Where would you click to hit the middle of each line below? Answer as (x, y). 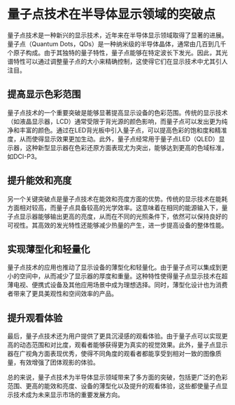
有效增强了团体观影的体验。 (59, 362)
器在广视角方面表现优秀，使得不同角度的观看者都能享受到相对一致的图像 (111, 354)
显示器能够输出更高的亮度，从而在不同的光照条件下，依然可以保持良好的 (123, 216)
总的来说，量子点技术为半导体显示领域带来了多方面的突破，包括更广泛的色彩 (117, 377)
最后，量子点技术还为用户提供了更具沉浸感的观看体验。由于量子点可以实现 (114, 336)
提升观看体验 (35, 318)
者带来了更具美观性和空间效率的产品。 (62, 294)
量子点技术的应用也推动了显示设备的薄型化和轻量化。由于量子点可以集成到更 (117, 268)
